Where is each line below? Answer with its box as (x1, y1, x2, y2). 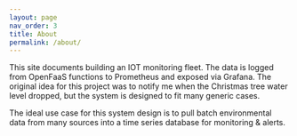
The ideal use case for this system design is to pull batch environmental (9, 108, 272, 118)
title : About (9, 29, 58, 38)
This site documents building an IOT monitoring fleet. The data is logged (9, 62, 274, 73)
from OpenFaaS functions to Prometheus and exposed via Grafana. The (9, 72, 272, 83)
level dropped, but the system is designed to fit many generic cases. (9, 91, 261, 101)
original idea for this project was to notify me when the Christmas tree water (9, 81, 288, 92)
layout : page (9, 12, 58, 22)
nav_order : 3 (9, 21, 58, 30)
